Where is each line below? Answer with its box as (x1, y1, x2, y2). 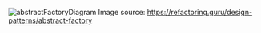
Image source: (98, 8, 146, 16)
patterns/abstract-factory (8, 16, 93, 25)
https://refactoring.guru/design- (147, 8, 253, 16)
